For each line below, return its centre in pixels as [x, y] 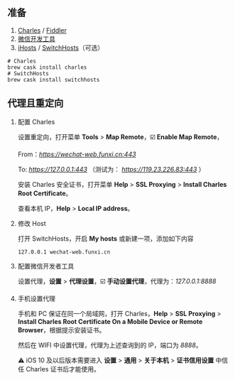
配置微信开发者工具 [46, 266]
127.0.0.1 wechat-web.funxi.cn [64, 252]
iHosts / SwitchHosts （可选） [61, 48]
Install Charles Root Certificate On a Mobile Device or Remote [110, 321]
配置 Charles [36, 121]
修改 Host [32, 223]
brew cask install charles [47, 67]
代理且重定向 [35, 103]
